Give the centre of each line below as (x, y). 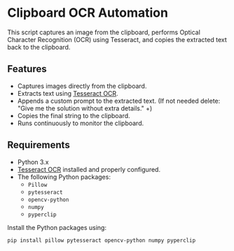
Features (27, 69)
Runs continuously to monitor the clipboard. (81, 123)
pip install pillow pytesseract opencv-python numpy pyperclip (102, 240)
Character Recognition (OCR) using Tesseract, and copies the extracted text (117, 39)
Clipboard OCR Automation (88, 13)
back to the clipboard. (39, 47)
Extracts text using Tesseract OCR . (68, 93)
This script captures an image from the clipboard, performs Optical (104, 32)
